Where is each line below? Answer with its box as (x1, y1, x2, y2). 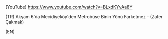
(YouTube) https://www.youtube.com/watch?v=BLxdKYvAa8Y (5, 4, 133, 10)
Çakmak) (5, 19, 24, 25)
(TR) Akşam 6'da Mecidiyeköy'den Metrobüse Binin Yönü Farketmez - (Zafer (5, 14, 163, 19)
